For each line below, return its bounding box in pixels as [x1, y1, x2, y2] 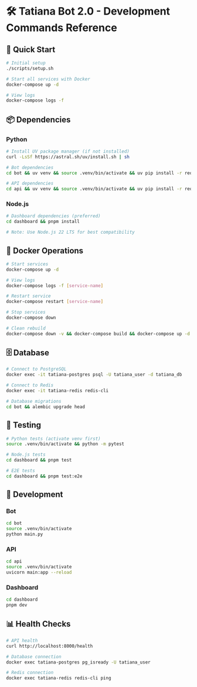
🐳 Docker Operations [6, 245, 84, 255]
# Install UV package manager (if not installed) [6, 148, 130, 154]
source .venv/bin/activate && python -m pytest [6, 441, 125, 447]
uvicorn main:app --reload [6, 570, 72, 575]
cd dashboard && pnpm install [6, 218, 80, 225]
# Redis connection [6, 670, 54, 676]
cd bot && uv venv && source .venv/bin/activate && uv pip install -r [6, 170, 182, 176]
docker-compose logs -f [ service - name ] [6, 282, 104, 288]
